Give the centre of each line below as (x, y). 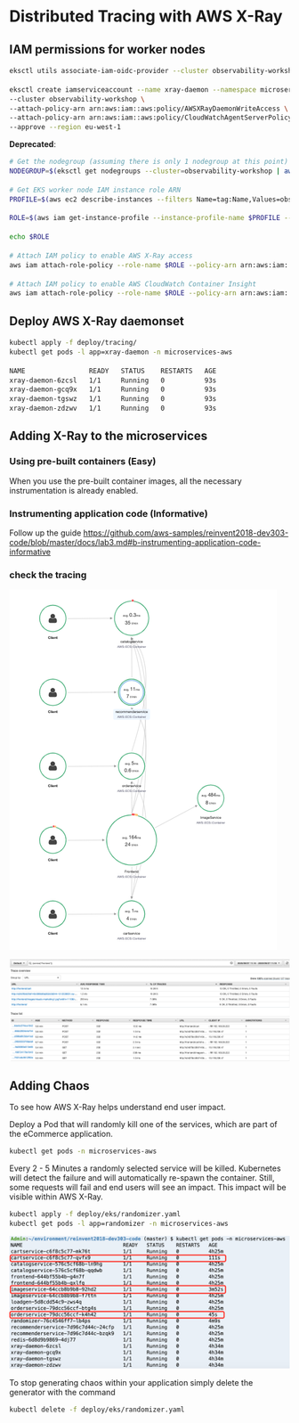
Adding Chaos (50, 1086)
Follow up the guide (45, 533)
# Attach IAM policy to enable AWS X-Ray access (101, 256)
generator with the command (62, 1392)
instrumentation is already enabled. (74, 490)
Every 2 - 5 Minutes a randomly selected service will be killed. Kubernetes (145, 1168)
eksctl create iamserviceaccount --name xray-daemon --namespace (133, 90)
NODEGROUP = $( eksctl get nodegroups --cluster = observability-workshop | (145, 171)
